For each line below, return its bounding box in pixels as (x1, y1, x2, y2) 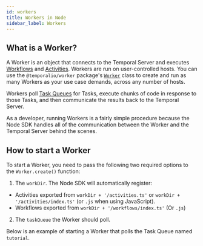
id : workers (6, 9, 36, 15)
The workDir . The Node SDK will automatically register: (15, 180, 153, 186)
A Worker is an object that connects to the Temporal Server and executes (6, 59, 190, 66)
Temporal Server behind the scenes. (6, 128, 97, 135)
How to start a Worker (6, 145, 91, 155)
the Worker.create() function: (6, 168, 81, 175)
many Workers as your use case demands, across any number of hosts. (6, 78, 186, 86)
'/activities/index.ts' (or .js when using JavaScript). (15, 198, 156, 205)
